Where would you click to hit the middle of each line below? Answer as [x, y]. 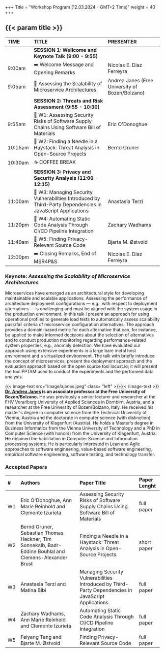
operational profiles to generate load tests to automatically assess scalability [82, 319]
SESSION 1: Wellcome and [65, 50]
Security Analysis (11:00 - [66, 178]
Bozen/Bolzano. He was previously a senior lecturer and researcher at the [80, 397]
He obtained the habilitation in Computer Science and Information [71, 439]
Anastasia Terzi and [43, 584]
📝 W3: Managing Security [63, 192]
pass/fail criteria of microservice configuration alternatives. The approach [80, 325]
